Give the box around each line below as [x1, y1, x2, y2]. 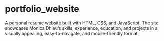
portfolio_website [5, 3, 80, 15]
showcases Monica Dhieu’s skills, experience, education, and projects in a [5, 25, 158, 31]
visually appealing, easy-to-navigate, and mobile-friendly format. [5, 30, 139, 36]
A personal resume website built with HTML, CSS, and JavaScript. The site [5, 20, 159, 26]
